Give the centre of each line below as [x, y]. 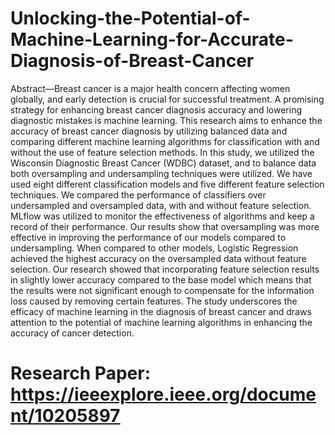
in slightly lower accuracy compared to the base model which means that [161, 279]
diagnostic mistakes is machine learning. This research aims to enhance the [166, 120]
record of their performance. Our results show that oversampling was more [165, 226]
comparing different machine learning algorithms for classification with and [165, 141]
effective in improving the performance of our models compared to [148, 237]
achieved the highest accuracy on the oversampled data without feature [158, 258]
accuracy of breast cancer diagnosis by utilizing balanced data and [149, 131]
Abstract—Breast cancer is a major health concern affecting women [150, 88]
